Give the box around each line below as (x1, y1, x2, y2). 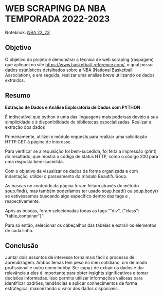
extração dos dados (5, 124, 45, 130)
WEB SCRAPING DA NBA (5, 3, 106, 14)
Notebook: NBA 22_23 (5, 29, 50, 35)
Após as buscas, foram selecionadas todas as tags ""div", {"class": (5, 208, 140, 214)
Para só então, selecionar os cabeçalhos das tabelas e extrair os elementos (5, 222, 157, 228)
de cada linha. (5, 227, 34, 233)
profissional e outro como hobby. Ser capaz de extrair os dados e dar (5, 265, 145, 271)
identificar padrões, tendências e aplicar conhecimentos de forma (5, 280, 138, 286)
